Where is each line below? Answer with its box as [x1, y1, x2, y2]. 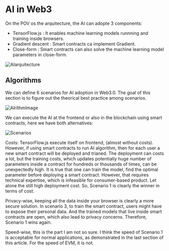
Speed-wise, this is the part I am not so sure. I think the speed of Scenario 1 [5, 229, 163, 235]
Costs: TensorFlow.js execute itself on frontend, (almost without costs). [5, 139, 153, 145]
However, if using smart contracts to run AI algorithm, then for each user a [5, 145, 160, 151]
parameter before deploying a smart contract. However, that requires [5, 172, 149, 178]
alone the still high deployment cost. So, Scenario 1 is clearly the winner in [5, 182, 160, 188]
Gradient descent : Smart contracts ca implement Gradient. [12, 40, 136, 47]
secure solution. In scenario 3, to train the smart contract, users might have [5, 203, 162, 209]
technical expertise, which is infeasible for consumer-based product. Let [5, 177, 157, 183]
